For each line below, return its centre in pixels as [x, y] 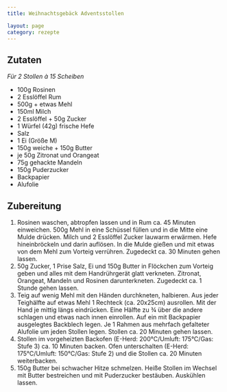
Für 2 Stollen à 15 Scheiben [46, 77]
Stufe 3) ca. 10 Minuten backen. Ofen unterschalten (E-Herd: [103, 346]
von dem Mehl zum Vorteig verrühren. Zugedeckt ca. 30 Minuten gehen [119, 252]
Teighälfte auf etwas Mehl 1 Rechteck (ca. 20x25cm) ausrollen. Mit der [117, 303]
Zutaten [25, 60]
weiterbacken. [37, 361]
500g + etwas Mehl [45, 104]
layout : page [26, 26]
